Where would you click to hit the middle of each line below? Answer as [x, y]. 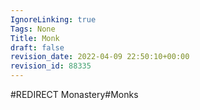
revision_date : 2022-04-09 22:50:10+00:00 [100, 57]
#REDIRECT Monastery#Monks [74, 94]
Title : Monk [35, 38]
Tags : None [33, 29]
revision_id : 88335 [51, 66]
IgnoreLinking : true [53, 19]
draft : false [37, 47]
